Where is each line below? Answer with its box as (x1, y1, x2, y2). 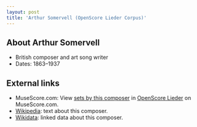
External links (6, 78, 60, 88)
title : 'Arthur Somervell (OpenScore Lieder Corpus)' (6, 15, 147, 21)
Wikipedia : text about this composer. (15, 107, 109, 115)
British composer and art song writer (15, 53, 109, 61)
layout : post (6, 9, 40, 15)
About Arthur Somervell (6, 37, 100, 48)
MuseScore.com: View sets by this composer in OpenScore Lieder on (15, 94, 191, 102)
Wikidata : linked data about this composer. (15, 114, 123, 121)
